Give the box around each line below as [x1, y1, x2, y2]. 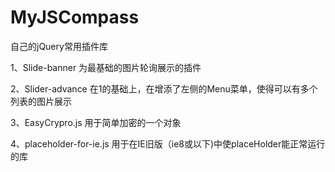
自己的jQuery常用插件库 [10, 40, 108, 52]
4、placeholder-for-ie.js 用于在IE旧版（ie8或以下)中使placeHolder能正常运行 [10, 137, 326, 150]
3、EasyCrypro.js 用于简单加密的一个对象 [10, 116, 182, 128]
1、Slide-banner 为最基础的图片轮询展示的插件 [10, 61, 202, 73]
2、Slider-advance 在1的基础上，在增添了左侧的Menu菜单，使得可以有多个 [10, 82, 318, 95]
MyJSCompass [10, 6, 140, 29]
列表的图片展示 [10, 95, 72, 107]
